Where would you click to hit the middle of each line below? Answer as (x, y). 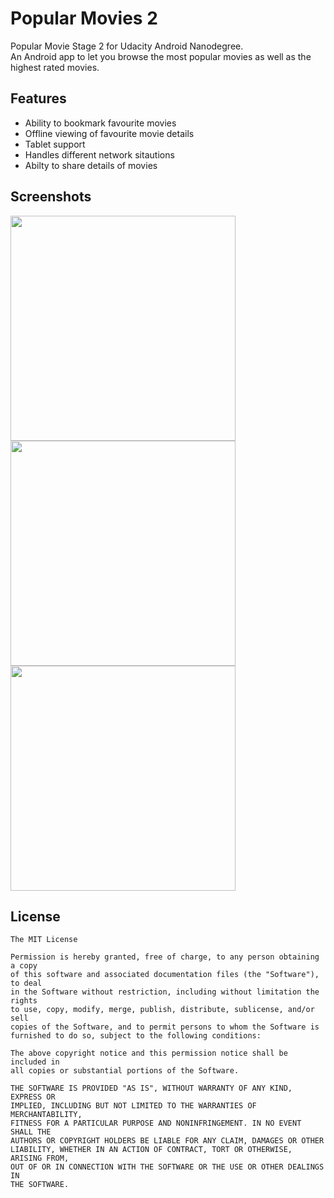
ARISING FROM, (40, 1158)
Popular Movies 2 (84, 18)
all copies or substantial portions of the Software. (125, 1071)
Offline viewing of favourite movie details (109, 133)
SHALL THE (31, 1132)
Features (38, 98)
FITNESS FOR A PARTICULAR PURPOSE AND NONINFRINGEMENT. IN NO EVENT (156, 1123)
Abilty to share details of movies (91, 165)
